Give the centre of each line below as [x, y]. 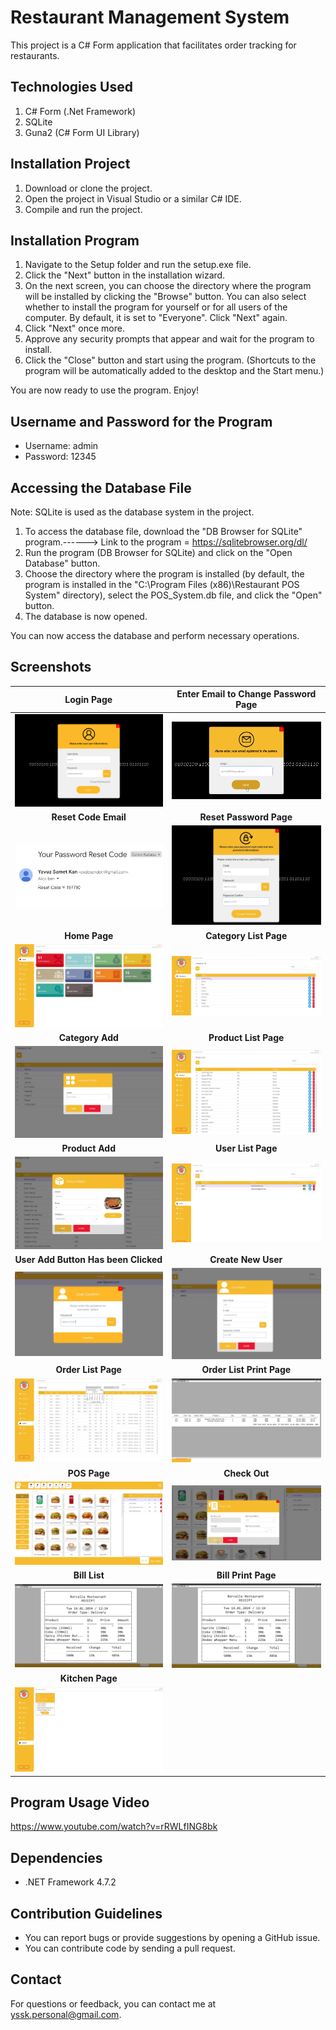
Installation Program [75, 240]
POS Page [88, 1473]
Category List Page [246, 935]
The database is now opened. [86, 616]
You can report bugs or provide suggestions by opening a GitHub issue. [172, 1938]
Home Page [89, 935]
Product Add [88, 1148]
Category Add [88, 1038]
